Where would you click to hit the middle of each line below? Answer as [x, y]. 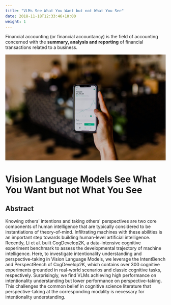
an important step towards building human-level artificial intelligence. [78, 237]
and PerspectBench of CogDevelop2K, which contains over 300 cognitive [83, 264]
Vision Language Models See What [81, 179]
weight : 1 [16, 21]
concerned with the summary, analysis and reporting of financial [74, 42]
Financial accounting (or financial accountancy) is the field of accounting [82, 37]
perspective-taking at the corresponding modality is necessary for [75, 291]
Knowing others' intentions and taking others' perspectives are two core [81, 221]
